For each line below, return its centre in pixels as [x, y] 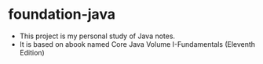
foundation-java [62, 14]
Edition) [32, 52]
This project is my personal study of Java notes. [97, 36]
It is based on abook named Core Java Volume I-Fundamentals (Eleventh [137, 44]
